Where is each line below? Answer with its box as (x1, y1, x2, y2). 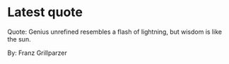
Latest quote (7, 4, 83, 20)
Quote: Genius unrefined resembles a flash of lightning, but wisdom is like (7, 27, 223, 36)
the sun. (7, 34, 31, 43)
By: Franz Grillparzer (7, 49, 67, 57)
